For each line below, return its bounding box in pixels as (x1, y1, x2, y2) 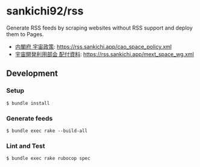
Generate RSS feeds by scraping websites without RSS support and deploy (6, 24, 193, 31)
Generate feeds (6, 114, 53, 122)
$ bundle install (6, 100, 50, 106)
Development (6, 68, 59, 79)
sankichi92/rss (6, 4, 84, 18)
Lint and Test (6, 142, 45, 150)
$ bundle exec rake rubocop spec (6, 156, 91, 162)
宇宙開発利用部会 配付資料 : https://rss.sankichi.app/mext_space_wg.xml (15, 50, 195, 58)
